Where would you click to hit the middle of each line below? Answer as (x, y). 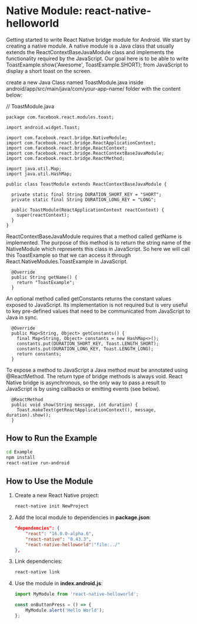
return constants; (39, 354)
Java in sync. (22, 317)
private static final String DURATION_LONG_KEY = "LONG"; (84, 199)
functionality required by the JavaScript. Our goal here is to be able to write (97, 58)
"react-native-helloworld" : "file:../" (73, 544)
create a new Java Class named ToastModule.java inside (75, 82)
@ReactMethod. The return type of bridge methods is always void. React (94, 376)
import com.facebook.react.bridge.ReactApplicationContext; (81, 143)
